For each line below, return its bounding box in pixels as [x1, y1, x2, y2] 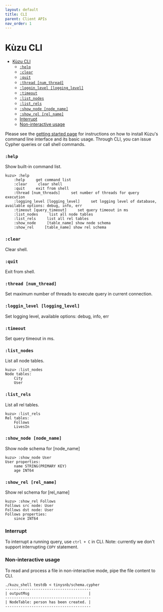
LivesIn [14, 424, 29, 429]
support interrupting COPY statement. [5, 544, 79, 550]
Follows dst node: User [5, 507, 54, 513]
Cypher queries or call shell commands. [5, 142, 86, 147]
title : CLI [5, 12, 27, 17]
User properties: [5, 459, 41, 464]
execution [5, 195, 26, 200]
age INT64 [14, 468, 34, 473]
